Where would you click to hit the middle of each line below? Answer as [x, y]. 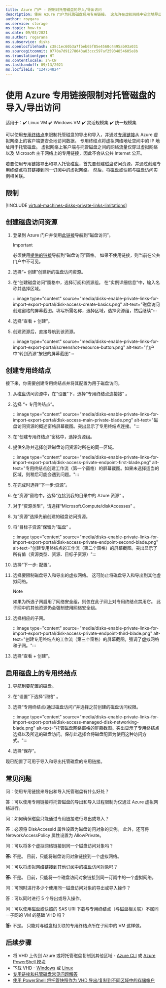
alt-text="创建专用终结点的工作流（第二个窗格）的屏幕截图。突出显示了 [85, 548]
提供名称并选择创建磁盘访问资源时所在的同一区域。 [65, 447]
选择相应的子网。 [30, 618]
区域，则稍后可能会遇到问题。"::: [46, 474]
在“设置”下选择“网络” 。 [37, 697]
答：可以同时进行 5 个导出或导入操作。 [45, 898]
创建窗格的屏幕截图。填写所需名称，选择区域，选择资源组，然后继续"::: [85, 310]
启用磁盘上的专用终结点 [41, 673]
